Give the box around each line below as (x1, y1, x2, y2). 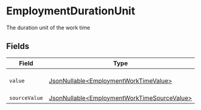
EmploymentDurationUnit (6, 4, 136, 18)
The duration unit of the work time (6, 24, 91, 31)
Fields (6, 41, 30, 51)
